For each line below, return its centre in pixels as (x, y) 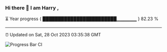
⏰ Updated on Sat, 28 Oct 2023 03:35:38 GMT (53, 35)
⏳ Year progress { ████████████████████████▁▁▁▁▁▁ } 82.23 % (82, 19)
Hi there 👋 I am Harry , (32, 8)
